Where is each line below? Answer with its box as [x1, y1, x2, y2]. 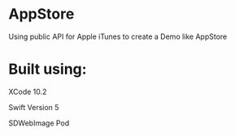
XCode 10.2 [8, 87, 47, 96]
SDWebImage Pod [8, 118, 70, 128]
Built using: [8, 60, 87, 79]
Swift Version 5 [8, 102, 59, 112]
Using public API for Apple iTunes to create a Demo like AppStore [8, 32, 228, 41]
